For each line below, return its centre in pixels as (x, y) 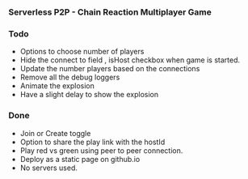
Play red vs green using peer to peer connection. (101, 150)
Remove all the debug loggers (70, 77)
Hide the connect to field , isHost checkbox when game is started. (130, 60)
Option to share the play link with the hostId (92, 142)
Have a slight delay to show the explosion (89, 95)
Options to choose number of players (82, 52)
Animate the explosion (57, 86)
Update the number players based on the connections (110, 69)
